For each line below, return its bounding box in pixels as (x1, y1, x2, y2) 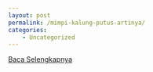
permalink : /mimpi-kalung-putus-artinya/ (8, 19, 146, 27)
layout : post (8, 11, 51, 20)
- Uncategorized (22, 33, 76, 41)
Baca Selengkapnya (8, 55, 73, 64)
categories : (8, 26, 47, 34)
